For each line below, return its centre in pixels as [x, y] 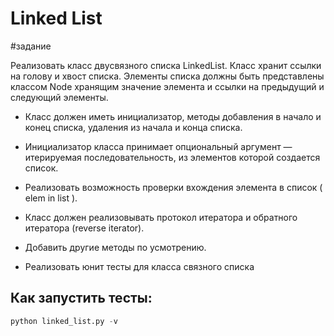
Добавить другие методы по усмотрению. [115, 247]
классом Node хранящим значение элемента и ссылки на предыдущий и [167, 86]
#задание [31, 46]
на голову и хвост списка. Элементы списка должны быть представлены [167, 76]
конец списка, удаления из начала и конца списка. [133, 127]
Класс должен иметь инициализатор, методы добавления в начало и [173, 116]
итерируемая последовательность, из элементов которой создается [172, 157]
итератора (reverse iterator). [84, 228]
